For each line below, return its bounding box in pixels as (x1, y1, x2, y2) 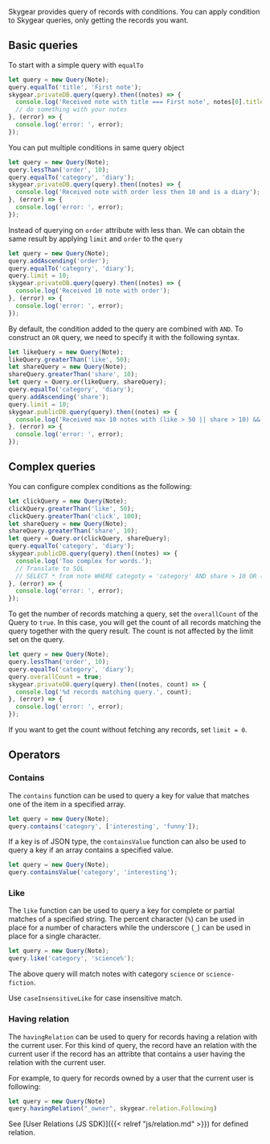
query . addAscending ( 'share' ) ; (8, 392, 110, 401)
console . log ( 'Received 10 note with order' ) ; (15, 287, 171, 295)
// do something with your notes (15, 106, 128, 114)
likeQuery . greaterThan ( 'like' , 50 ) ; (8, 355, 131, 363)
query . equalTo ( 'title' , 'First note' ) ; (8, 83, 142, 91)
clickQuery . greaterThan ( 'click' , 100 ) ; (8, 512, 142, 520)
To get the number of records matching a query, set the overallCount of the (8, 609, 259, 619)
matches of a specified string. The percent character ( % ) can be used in (8, 914, 245, 924)
